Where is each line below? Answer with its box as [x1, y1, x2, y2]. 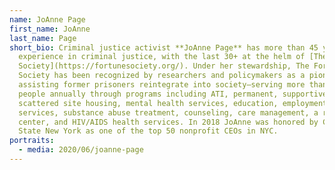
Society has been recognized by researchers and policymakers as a [18, 71, 306, 81]
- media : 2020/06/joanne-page [18, 145, 144, 155]
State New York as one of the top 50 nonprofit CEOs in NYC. [18, 126, 279, 136]
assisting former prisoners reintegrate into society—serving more [18, 80, 306, 90]
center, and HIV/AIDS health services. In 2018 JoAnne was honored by [18, 117, 319, 127]
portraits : [9, 136, 55, 146]
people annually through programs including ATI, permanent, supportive [18, 89, 328, 99]
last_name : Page [9, 33, 77, 43]
